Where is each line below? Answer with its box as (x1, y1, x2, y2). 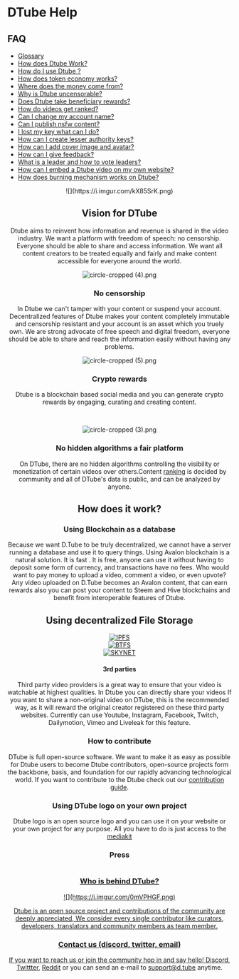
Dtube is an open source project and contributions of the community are (14, 906, 225, 915)
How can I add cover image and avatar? (17, 143, 134, 151)
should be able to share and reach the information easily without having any (8, 335, 231, 343)
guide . (110, 783, 129, 791)
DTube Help (7, 4, 78, 21)
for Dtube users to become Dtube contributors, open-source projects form (10, 760, 229, 769)
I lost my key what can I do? (17, 128, 100, 136)
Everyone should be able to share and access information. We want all (16, 241, 223, 250)
